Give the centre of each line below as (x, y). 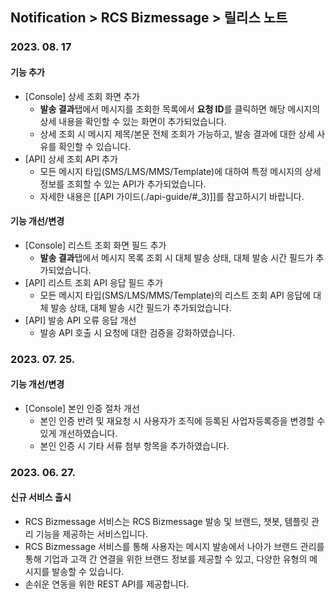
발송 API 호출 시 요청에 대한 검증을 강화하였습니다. (137, 332)
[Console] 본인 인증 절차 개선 (82, 408)
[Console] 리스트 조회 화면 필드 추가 (95, 245)
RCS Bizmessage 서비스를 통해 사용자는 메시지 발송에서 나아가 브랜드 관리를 (174, 546)
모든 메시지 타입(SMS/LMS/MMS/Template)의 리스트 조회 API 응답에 (175, 295)
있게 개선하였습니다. (78, 433)
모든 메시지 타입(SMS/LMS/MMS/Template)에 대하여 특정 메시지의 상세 (180, 171)
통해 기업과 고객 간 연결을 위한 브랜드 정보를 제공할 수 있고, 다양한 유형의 (166, 559)
